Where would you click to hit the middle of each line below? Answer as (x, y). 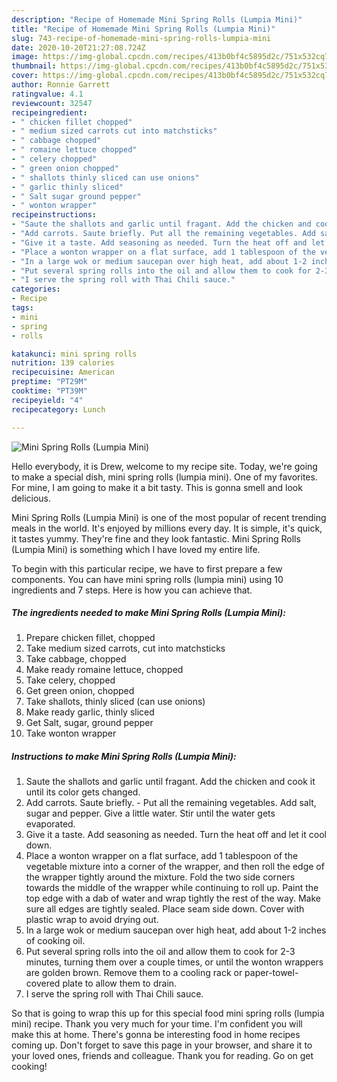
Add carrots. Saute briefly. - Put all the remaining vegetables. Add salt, (171, 803)
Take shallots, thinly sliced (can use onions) (115, 702)
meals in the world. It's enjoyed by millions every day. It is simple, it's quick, (167, 528)
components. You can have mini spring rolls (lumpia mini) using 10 (147, 579)
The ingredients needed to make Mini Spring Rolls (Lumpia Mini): (148, 613)
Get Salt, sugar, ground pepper (89, 723)
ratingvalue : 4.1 (47, 94)
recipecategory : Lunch (58, 409)
